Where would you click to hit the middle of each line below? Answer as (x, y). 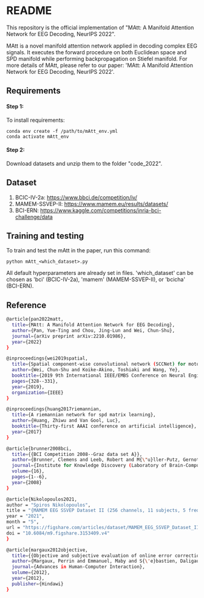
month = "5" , (23, 522)
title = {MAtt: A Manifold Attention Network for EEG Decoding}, (93, 325)
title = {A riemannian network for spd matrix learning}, (84, 415)
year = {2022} (27, 342)
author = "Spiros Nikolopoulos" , (49, 505)
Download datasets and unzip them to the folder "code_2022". (84, 163)
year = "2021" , (25, 516)
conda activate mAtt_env (38, 137)
